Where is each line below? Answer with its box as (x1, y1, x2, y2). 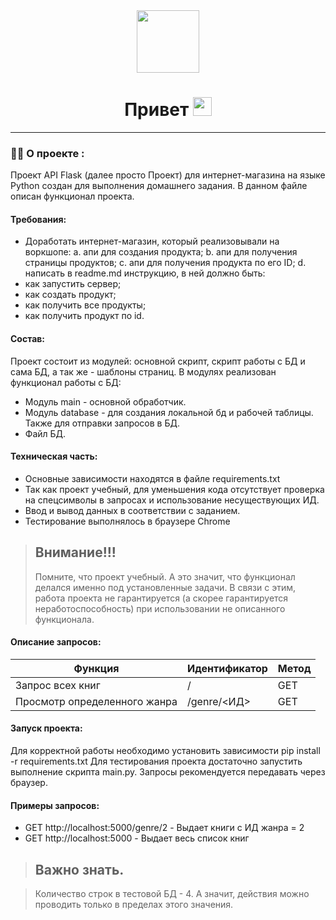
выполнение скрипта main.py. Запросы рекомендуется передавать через (10, 766, 326, 778)
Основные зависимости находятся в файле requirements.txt (24, 472, 281, 484)
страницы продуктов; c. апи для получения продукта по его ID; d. (24, 257, 307, 269)
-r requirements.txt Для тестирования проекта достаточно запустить (10, 755, 303, 768)
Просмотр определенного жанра (15, 694, 178, 708)
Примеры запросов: (10, 799, 100, 811)
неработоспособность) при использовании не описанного (34, 602, 286, 614)
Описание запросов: (10, 636, 102, 648)
